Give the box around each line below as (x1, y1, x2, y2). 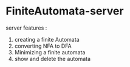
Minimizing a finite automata (14, 48, 86, 56)
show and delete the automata (14, 55, 91, 62)
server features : (5, 24, 47, 31)
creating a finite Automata (14, 36, 80, 43)
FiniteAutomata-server (5, 4, 124, 18)
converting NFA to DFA (14, 42, 72, 49)
